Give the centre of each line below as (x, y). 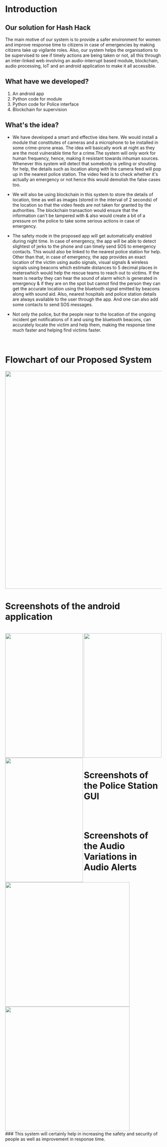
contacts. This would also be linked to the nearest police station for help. (87, 251)
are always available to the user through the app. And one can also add (85, 299)
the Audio (104, 846)
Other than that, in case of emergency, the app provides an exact (79, 257)
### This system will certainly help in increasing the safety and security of (82, 1134)
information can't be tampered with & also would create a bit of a (79, 216)
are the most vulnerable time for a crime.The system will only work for (84, 153)
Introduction (31, 9)
